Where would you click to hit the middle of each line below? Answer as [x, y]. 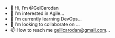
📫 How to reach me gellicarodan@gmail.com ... [60, 30]
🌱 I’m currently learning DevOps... [46, 19]
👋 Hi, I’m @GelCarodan [34, 8]
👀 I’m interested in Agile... [37, 13]
